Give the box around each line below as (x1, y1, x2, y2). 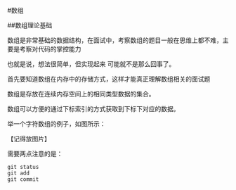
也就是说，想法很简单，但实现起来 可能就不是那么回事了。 (7, 60, 176, 68)
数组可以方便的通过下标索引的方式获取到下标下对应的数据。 (7, 105, 180, 113)
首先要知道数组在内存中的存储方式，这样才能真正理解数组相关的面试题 (7, 75, 211, 83)
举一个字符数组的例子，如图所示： (7, 120, 106, 128)
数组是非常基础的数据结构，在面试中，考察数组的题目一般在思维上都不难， (7, 36, 223, 44)
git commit (7, 176, 39, 183)
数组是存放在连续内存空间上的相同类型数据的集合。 (7, 90, 155, 98)
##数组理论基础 (7, 21, 53, 30)
